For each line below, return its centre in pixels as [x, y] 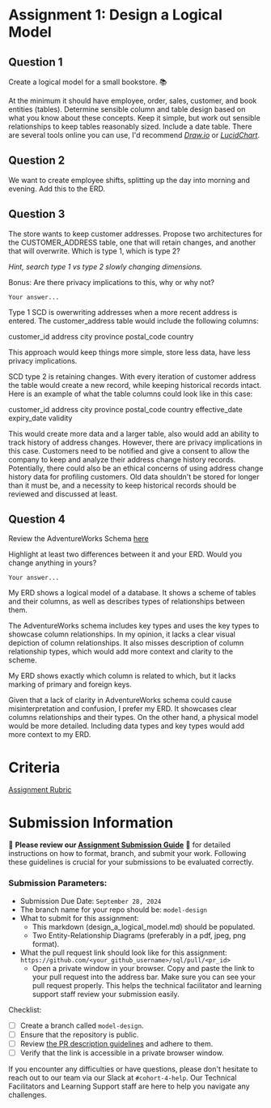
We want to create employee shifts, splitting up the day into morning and [129, 180]
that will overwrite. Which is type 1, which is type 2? [94, 251]
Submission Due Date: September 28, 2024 [91, 901]
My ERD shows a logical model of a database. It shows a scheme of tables [132, 593]
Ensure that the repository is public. [79, 1034]
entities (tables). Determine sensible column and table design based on [127, 109]
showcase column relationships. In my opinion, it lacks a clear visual [122, 634]
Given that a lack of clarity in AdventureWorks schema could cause [120, 700]
